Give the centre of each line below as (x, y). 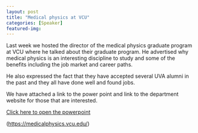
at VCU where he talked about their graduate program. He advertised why (97, 52)
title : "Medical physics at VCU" (48, 17)
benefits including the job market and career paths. (70, 65)
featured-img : (24, 28)
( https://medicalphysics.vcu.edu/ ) (48, 124)
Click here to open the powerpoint (49, 112)
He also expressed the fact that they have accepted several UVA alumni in (97, 76)
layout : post (22, 12)
